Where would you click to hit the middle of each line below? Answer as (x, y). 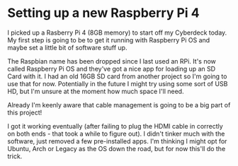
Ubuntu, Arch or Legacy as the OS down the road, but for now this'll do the (117, 148)
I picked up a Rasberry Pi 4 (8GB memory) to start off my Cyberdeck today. (117, 32)
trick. (15, 156)
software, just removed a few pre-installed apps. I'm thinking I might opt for (117, 141)
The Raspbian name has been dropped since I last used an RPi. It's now (112, 61)
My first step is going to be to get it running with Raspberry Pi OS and (109, 40)
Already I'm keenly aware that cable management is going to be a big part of (119, 105)
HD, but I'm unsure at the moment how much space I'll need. (96, 91)
